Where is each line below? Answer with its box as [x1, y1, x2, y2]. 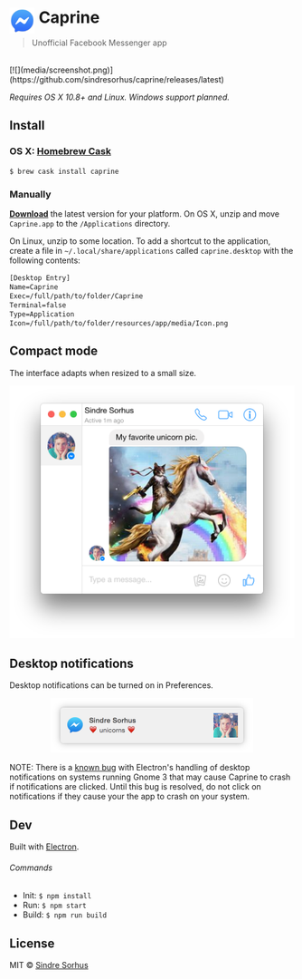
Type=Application [9, 309, 75, 319]
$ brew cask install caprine [9, 167, 119, 176]
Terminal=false [9, 300, 67, 310]
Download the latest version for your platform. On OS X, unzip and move [9, 208, 280, 219]
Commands [9, 862, 52, 873]
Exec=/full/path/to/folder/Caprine [9, 291, 144, 301]
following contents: [9, 255, 81, 266]
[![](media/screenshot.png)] [9, 64, 114, 75]
